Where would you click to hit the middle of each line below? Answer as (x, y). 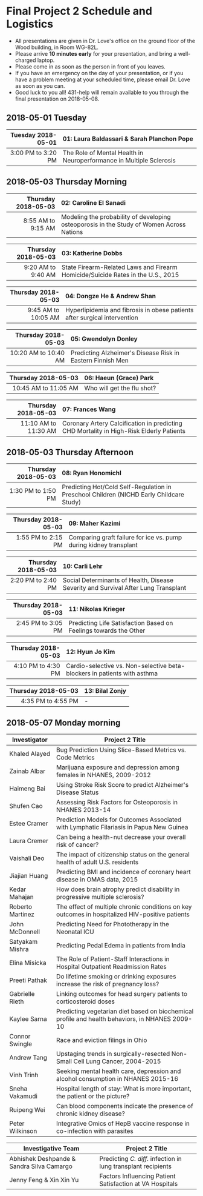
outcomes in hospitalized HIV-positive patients (123, 915)
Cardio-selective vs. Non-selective (117, 666)
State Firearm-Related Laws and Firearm (120, 267)
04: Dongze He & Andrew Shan (111, 296)
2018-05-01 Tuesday (47, 118)
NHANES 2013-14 (84, 810)
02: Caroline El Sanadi (93, 202)
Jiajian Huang (29, 876)
